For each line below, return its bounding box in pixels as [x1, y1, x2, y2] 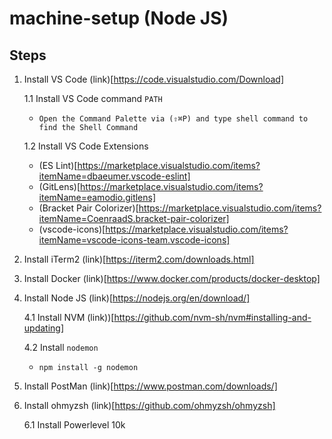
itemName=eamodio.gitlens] [38, 192, 157, 203]
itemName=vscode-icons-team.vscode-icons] [38, 234, 231, 246]
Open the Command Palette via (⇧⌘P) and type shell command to [38, 114, 309, 124]
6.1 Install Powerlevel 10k [23, 419, 126, 431]
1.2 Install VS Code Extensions [23, 140, 149, 152]
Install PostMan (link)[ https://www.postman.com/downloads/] [23, 380, 278, 392]
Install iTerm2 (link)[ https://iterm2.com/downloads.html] [23, 253, 255, 265]
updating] [23, 322, 65, 334]
